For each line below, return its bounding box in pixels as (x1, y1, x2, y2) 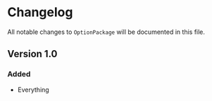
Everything (17, 85, 49, 94)
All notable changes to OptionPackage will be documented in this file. (7, 28, 206, 36)
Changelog (7, 4, 73, 20)
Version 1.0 (7, 48, 58, 60)
